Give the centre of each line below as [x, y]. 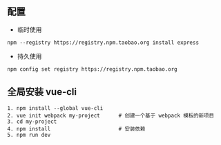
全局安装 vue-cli [42, 92]
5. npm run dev [29, 135]
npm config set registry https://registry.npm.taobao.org [92, 69]
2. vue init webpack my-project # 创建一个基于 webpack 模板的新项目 [111, 115]
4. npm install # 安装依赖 [76, 129]
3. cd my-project [32, 122]
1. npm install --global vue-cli [55, 108]
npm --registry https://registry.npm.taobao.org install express [103, 43]
